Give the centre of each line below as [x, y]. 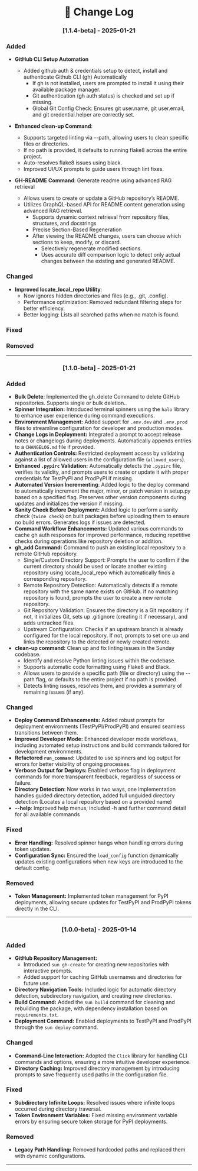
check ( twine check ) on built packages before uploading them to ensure [102, 516]
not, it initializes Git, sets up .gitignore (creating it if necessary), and [105, 617]
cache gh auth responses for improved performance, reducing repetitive [102, 535]
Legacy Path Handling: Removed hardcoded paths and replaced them [100, 1150]
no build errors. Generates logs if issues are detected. [80, 522]
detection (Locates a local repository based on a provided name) [93, 802]
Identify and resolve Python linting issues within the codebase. [99, 661]
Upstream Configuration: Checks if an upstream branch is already [103, 629]
